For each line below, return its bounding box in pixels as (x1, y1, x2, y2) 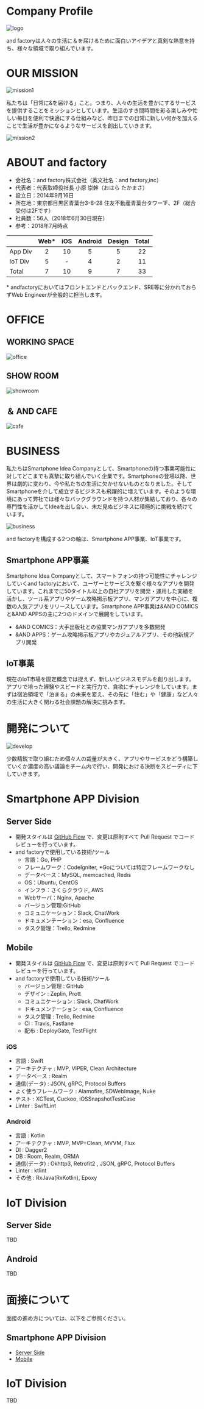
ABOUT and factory (6, 155, 107, 169)
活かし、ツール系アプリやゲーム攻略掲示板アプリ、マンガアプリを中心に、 (6, 595, 193, 603)
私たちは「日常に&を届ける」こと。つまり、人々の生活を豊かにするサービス (6, 99, 197, 106)
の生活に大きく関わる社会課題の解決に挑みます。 (6, 698, 129, 705)
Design (107, 236, 129, 245)
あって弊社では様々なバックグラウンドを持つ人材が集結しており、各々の (16, 495, 198, 503)
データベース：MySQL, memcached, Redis (24, 871, 132, 878)
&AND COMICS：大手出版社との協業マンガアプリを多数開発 (15, 623, 166, 631)
